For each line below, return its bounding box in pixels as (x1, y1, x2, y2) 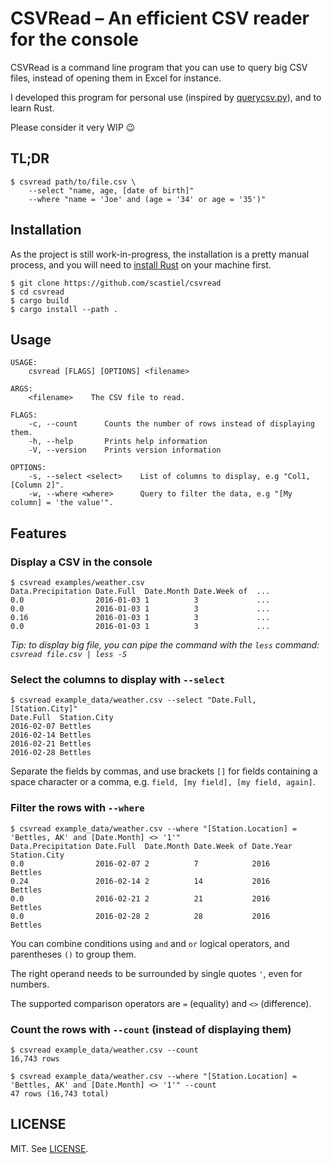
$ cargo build (10, 295, 70, 306)
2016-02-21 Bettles (10, 739, 92, 749)
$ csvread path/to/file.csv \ (10, 177, 137, 187)
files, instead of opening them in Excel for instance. (10, 72, 222, 84)
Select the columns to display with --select (10, 672, 226, 686)
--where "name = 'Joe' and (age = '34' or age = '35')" (28, 194, 267, 204)
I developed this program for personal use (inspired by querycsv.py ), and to (10, 91, 322, 103)
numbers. (10, 978, 50, 990)
